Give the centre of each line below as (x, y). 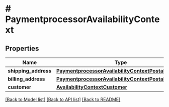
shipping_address (30, 71)
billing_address (26, 79)
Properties (22, 48)
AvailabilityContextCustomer (92, 87)
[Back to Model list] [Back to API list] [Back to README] (63, 99)
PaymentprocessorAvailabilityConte (82, 19)
